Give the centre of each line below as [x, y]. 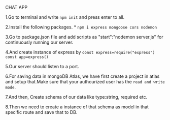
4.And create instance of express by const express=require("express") [80, 52]
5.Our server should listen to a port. [42, 66]
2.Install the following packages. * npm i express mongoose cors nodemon [81, 27]
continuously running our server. [39, 42]
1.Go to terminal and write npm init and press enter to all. [65, 17]
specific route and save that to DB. [41, 112]
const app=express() [27, 57]
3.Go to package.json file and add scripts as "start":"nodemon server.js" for [84, 37]
